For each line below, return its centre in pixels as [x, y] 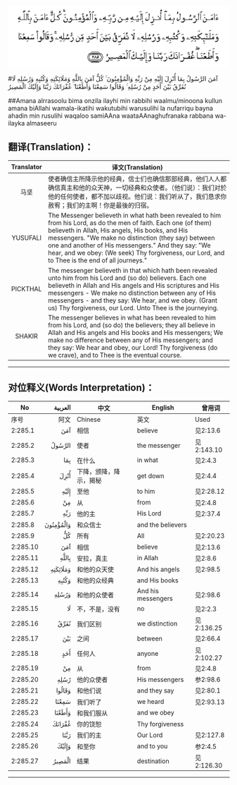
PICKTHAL [26, 289]
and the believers [162, 525]
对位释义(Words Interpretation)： [82, 388]
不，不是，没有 [98, 609]
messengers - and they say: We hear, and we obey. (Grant [132, 300]
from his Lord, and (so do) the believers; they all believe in [132, 325]
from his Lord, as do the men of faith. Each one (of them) [130, 223]
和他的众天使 [96, 569]
